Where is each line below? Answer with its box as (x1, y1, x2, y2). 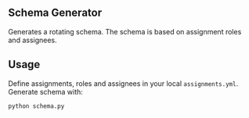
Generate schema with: (8, 87, 84, 96)
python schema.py (8, 102, 65, 110)
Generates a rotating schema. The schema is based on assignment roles (8, 27, 242, 36)
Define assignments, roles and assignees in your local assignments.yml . (8, 78, 239, 88)
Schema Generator (8, 6, 103, 20)
